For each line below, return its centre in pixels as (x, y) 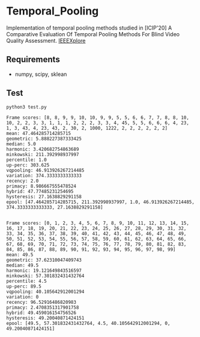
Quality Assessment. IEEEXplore (46, 40)
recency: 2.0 (23, 181)
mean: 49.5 (20, 254)
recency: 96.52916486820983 (41, 302)
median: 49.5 (23, 265)
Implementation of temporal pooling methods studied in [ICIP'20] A (89, 28)
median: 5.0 (21, 144)
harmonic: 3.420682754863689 (43, 149)
